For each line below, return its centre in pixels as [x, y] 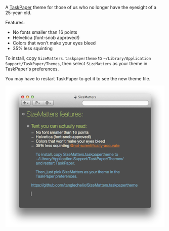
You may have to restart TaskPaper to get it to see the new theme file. [78, 79]
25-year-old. [18, 13]
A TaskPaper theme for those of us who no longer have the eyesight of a [81, 7]
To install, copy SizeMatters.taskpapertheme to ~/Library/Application [78, 58]
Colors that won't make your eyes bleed [54, 43]
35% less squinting [33, 48]
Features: [15, 22]
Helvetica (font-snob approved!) [46, 38]
